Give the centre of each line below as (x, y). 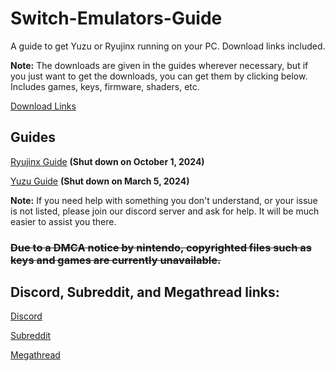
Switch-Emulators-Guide (116, 18)
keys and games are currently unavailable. (116, 260)
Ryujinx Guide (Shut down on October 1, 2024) (107, 161)
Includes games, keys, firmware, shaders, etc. (105, 86)
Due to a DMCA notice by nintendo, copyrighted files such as (161, 247)
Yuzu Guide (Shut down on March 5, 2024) (100, 181)
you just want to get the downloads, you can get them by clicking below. (159, 76)
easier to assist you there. (63, 221)
